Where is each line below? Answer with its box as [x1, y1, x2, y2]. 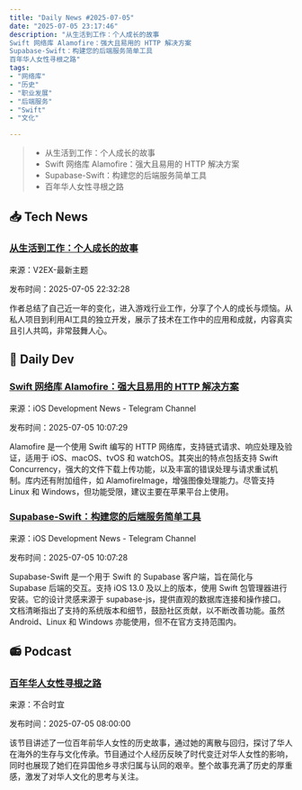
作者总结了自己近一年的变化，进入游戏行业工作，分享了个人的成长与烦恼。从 [9, 303, 293, 313]
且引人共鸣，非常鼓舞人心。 [9, 325, 112, 336]
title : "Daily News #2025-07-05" [9, 13, 135, 23]
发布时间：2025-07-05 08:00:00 [9, 718, 131, 730]
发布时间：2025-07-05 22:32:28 [9, 283, 130, 294]
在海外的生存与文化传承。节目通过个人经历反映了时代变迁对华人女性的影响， [9, 749, 293, 759]
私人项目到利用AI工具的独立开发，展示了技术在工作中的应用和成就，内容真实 [9, 313, 293, 324]
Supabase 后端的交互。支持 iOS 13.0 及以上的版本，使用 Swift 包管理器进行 [9, 582, 288, 593]
